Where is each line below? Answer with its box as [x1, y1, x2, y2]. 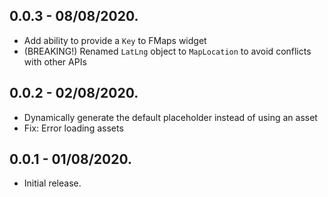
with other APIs [23, 55, 87, 68]
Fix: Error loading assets [23, 122, 124, 134]
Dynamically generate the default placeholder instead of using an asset [23, 111, 318, 123]
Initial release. [23, 177, 82, 189]
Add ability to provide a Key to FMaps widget [23, 34, 207, 46]
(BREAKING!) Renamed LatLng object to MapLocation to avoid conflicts [23, 45, 312, 57]
